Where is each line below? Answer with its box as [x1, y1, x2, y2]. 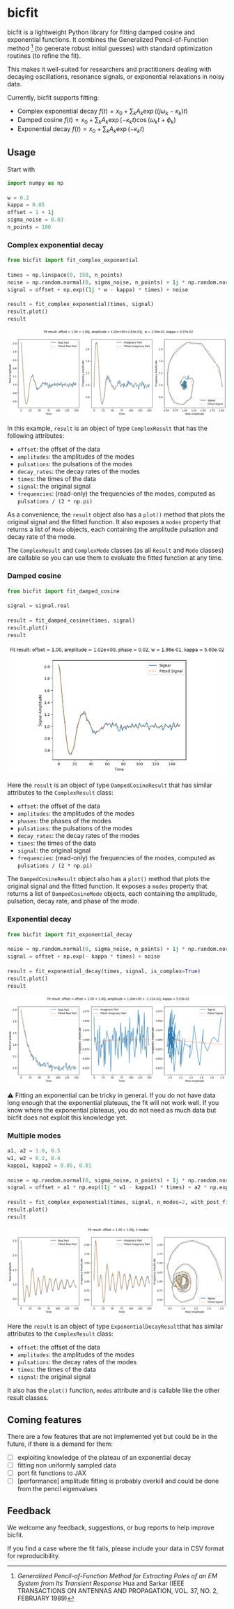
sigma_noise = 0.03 [7, 216, 64, 224]
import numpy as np [7, 179, 64, 186]
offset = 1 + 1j [7, 209, 54, 216]
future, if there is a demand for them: [7, 1440, 114, 1448]
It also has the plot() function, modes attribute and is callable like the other [7, 1386, 221, 1395]
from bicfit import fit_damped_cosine [7, 588, 120, 595]
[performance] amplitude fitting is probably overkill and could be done [17, 1477, 219, 1486]
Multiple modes [7, 1131, 61, 1141]
